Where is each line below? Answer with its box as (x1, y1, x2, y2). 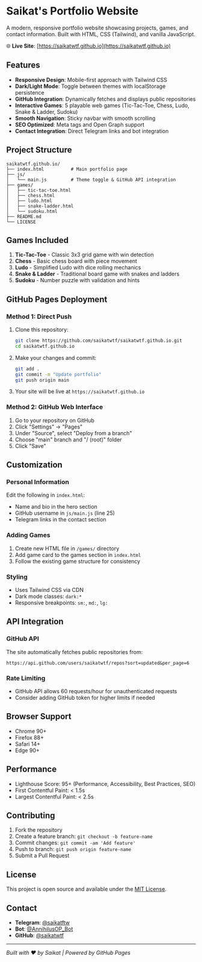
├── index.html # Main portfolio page (6, 166, 128, 172)
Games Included (6, 235, 69, 245)
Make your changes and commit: (14, 354, 97, 361)
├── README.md (6, 213, 42, 219)
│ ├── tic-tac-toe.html (6, 187, 71, 193)
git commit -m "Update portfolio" (14, 371, 102, 377)
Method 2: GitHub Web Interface (6, 403, 103, 411)
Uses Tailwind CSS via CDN (14, 586, 84, 594)
